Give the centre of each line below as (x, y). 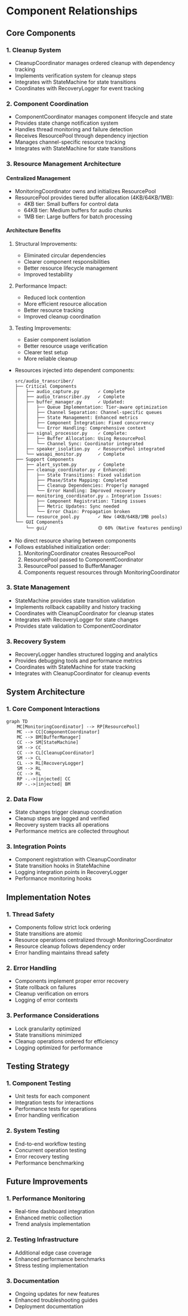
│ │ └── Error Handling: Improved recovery (75, 490)
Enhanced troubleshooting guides (56, 1300)
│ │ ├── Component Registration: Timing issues (80, 501)
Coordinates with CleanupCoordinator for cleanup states (84, 613)
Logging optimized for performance (59, 1048)
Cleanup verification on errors (52, 994)
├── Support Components (44, 459)
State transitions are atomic (48, 934)
